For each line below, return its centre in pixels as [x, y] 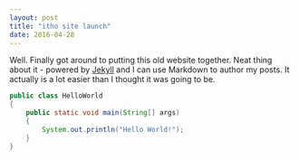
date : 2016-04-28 [42, 34]
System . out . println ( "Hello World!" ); [113, 129]
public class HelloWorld [56, 96]
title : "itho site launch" [60, 26]
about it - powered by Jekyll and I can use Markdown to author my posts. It [149, 70]
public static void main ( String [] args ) [103, 113]
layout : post [34, 18]
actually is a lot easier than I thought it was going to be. [112, 79]
